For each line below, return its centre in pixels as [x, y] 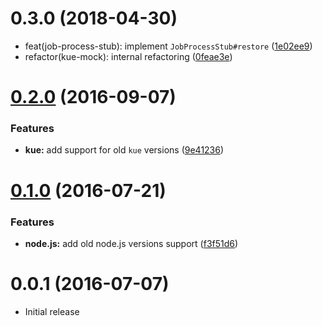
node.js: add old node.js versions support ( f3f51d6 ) [131, 243]
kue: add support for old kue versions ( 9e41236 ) [124, 150]
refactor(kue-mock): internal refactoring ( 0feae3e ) [128, 56]
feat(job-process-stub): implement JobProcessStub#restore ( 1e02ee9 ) [168, 46]
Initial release [52, 311]
